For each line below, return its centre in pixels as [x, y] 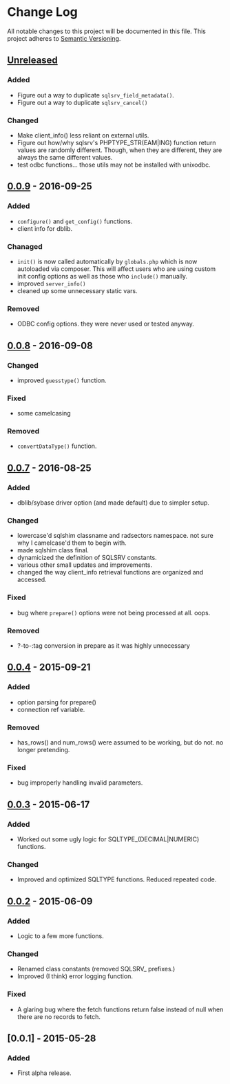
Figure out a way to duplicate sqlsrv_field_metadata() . [95, 95]
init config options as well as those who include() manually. [102, 276]
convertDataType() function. [57, 446]
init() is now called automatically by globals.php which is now [107, 261]
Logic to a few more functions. [61, 936]
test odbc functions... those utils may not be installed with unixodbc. [114, 165]
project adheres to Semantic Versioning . [64, 38]
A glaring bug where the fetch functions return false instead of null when [120, 1009]
